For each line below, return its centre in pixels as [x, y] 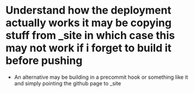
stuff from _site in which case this [90, 36]
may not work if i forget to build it [89, 48]
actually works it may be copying [89, 23]
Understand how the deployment [88, 10]
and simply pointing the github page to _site [68, 83]
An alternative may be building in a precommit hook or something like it [101, 77]
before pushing [44, 61]
